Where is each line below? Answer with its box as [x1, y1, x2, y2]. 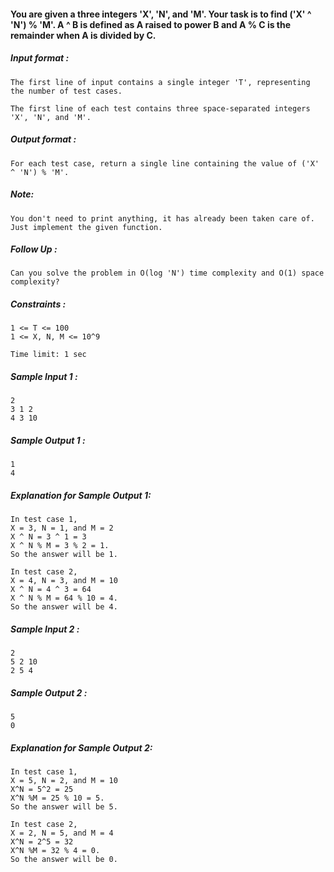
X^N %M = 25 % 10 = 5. [10, 793, 105, 804]
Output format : [10, 133, 77, 145]
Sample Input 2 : [10, 623, 80, 635]
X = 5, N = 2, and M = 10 [10, 776, 118, 786]
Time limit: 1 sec [10, 350, 87, 360]
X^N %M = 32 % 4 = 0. [10, 846, 101, 856]
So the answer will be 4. [10, 602, 118, 612]
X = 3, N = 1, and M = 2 [10, 523, 114, 534]
